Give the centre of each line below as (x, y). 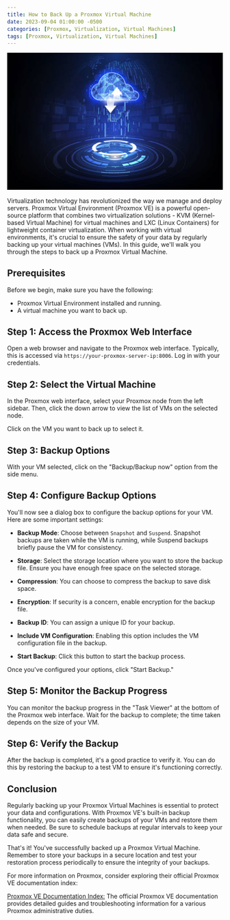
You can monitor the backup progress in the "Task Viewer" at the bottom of (113, 707)
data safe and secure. (38, 835)
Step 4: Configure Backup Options (82, 496)
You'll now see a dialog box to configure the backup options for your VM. (110, 512)
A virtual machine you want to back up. (72, 310)
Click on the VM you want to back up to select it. (75, 429)
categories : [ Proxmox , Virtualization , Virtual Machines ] (91, 29)
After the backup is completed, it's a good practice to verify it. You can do (111, 760)
